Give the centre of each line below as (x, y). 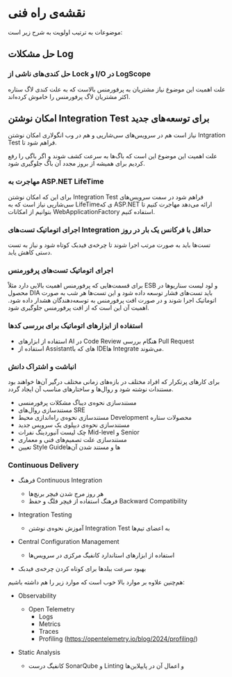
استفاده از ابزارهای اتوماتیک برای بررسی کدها (75, 326)
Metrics (50, 624)
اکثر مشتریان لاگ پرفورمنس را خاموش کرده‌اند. (69, 96)
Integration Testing (45, 515)
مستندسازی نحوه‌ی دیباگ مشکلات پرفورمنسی (77, 402)
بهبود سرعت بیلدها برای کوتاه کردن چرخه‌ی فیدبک (82, 569)
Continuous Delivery (43, 465)
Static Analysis (39, 653)
